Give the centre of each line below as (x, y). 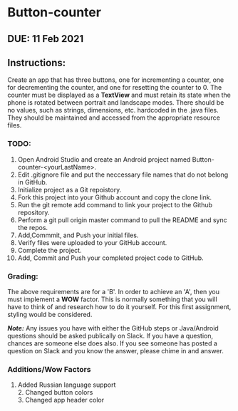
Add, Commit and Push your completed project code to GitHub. (111, 258)
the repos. (33, 227)
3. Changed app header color (61, 400)
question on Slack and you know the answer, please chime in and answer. (116, 350)
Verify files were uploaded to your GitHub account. (92, 242)
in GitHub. (32, 182)
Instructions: (37, 62)
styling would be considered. (50, 314)
